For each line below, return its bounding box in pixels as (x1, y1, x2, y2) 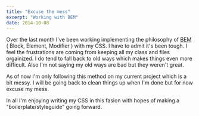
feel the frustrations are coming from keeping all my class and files (6, 49, 170, 56)
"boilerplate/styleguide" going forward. (6, 104, 102, 111)
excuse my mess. (6, 86, 49, 93)
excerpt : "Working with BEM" (6, 14, 79, 20)
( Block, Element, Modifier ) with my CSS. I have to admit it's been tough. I (6, 42, 188, 49)
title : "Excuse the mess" (6, 8, 70, 15)
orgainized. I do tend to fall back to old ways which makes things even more (6, 55, 192, 62)
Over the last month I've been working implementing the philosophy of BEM (6, 36, 192, 43)
